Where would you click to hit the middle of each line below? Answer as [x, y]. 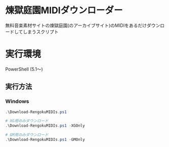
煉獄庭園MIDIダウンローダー [64, 10]
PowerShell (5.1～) [24, 69]
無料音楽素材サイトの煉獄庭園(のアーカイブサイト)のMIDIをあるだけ [76, 25]
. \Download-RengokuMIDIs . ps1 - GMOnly [45, 140]
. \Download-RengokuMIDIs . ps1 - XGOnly [45, 126]
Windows [17, 101]
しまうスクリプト [41, 31]
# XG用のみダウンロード [27, 121]
